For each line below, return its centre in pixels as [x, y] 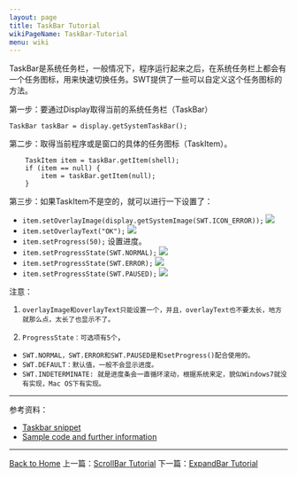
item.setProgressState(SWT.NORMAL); [89, 254]
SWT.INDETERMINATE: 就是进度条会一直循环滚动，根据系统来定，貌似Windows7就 [151, 375]
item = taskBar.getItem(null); [99, 176]
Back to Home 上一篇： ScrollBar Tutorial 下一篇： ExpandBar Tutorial [133, 464]
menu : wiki [29, 42]
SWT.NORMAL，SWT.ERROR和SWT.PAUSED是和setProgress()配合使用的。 [138, 356]
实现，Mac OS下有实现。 [67, 384]
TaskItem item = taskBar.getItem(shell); [102, 160]
